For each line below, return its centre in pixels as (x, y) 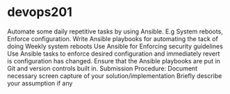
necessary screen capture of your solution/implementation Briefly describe (115, 76)
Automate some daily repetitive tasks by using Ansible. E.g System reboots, (115, 31)
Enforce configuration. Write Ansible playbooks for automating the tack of (113, 38)
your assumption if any (40, 83)
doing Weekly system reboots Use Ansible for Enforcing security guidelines (115, 46)
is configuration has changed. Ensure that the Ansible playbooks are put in (114, 61)
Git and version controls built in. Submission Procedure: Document (102, 68)
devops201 (40, 12)
